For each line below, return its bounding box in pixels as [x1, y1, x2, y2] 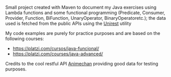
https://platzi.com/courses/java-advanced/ [12, 51, 103, 57]
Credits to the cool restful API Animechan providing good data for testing [5, 61, 158, 66]
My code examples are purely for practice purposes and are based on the [5, 30, 161, 36]
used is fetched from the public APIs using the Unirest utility [5, 20, 132, 26]
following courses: [5, 35, 44, 42]
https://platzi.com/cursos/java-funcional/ [12, 46, 100, 51]
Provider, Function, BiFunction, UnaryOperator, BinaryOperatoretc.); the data [5, 15, 166, 21]
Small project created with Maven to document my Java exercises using [5, 5, 157, 10]
